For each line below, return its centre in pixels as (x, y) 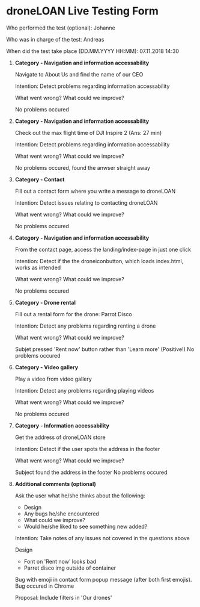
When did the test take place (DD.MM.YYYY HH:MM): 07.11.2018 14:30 (92, 51)
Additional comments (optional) (55, 484)
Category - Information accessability (62, 425)
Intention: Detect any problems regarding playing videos (84, 390)
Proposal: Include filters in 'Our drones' (63, 597)
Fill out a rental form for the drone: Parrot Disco (73, 314)
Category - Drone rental (45, 302)
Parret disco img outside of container (70, 568)
